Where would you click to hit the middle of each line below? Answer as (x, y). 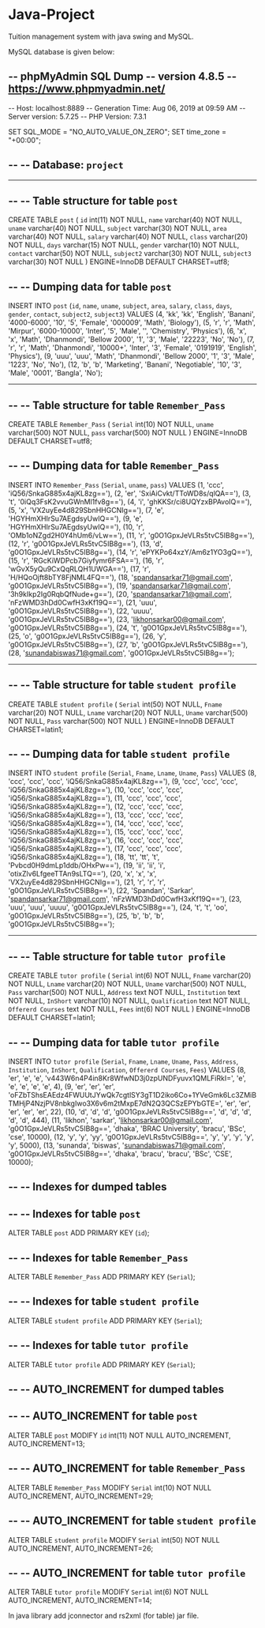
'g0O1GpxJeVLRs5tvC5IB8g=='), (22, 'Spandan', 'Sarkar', (101, 891)
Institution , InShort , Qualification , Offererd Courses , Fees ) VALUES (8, (127, 1070)
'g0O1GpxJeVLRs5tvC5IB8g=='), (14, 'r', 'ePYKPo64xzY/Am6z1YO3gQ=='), (131, 552)
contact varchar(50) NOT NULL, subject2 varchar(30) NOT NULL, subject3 (130, 254)
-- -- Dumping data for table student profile (119, 754)
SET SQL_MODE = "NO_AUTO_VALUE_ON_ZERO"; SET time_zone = (118, 131)
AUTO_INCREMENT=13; (47, 1443)
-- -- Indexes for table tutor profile (98, 1345)
